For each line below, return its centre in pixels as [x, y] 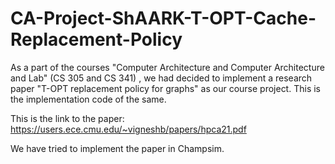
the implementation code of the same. [88, 99]
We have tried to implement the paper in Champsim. [117, 148]
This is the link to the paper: [67, 118]
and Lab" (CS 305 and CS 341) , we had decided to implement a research [161, 78]
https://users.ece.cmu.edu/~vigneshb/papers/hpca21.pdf [128, 129]
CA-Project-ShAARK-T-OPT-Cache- [163, 18]
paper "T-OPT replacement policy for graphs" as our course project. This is [165, 88]
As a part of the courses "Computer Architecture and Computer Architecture [167, 67]
